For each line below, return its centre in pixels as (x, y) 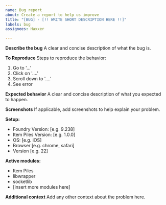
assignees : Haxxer (25, 29)
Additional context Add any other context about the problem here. (75, 197)
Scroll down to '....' (32, 79)
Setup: (13, 119)
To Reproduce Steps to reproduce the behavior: (56, 58)
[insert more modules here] (41, 187)
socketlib (22, 181)
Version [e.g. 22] (30, 151)
